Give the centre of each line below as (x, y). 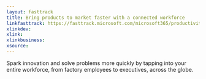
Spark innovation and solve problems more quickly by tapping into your (97, 63)
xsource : (17, 46)
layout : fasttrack (30, 12)
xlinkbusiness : (26, 40)
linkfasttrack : (26, 23)
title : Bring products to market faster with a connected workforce (96, 18)
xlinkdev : (19, 29)
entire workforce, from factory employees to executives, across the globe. (100, 69)
